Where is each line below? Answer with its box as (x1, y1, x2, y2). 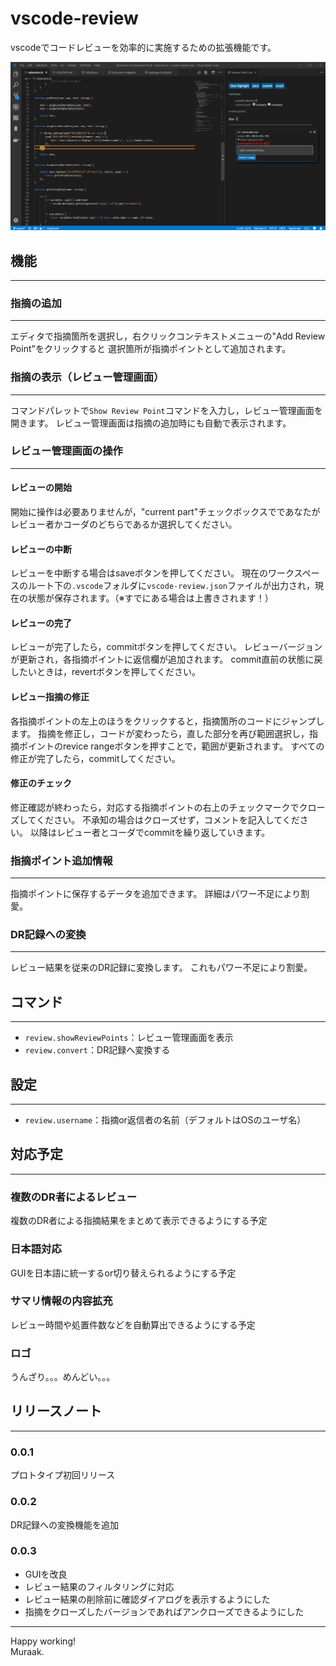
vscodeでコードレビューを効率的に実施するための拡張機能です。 (10, 41, 277, 53)
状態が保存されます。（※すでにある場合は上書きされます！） (27, 592, 274, 604)
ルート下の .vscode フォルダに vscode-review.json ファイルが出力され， (27, 580, 315, 592)
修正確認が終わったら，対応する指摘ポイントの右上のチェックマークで (10, 801, 300, 813)
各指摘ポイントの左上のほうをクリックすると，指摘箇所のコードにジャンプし (10, 715, 325, 727)
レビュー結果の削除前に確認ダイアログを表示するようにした (24, 1593, 271, 1605)
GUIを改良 (24, 1568, 68, 1580)
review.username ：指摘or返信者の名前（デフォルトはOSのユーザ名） (24, 1114, 307, 1126)
